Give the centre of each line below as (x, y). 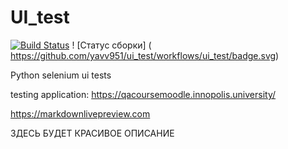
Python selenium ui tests (61, 75)
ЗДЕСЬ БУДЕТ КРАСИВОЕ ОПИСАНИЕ (92, 133)
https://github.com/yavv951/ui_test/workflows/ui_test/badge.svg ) (145, 55)
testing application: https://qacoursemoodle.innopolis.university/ (143, 94)
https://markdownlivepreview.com (80, 113)
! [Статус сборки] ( (111, 45)
